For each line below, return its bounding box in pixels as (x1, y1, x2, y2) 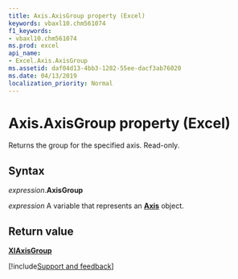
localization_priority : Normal (8, 79, 113, 87)
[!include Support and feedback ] (8, 261, 114, 271)
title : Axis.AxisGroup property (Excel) (8, 11, 146, 20)
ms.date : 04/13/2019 (8, 72, 78, 80)
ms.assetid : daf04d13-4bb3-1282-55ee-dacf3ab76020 (8, 65, 182, 73)
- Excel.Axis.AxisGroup (8, 57, 88, 65)
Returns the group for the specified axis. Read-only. (8, 140, 180, 150)
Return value (8, 224, 74, 238)
